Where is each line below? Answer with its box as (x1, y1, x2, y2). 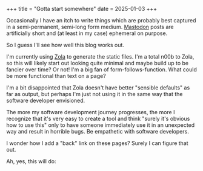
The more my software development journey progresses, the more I (6, 109, 175, 115)
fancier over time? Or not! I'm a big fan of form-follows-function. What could (6, 66, 197, 73)
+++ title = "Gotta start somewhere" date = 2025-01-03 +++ (6, 5, 158, 12)
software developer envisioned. (6, 97, 85, 104)
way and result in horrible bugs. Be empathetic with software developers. (6, 128, 189, 135)
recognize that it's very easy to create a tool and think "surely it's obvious (6, 115, 190, 122)
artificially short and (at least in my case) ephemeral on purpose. (6, 30, 168, 37)
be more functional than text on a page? (6, 73, 106, 79)
